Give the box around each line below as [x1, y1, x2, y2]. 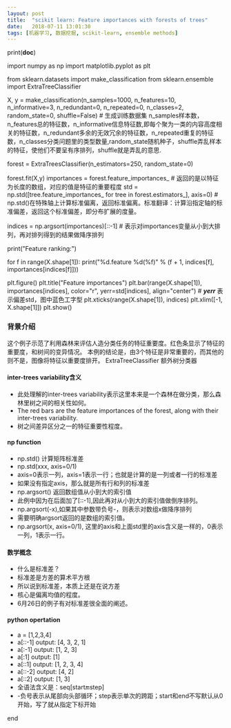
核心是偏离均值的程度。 [17, 590, 84, 599]
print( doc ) [7, 48, 37, 57]
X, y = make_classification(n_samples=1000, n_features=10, [7, 96, 177, 104]
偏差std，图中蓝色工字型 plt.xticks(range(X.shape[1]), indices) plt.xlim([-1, [12, 295, 223, 304]
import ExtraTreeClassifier [7, 82, 81, 91]
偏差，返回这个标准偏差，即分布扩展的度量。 [12, 207, 140, 216]
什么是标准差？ [17, 565, 60, 573]
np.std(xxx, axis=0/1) [17, 462, 77, 470]
